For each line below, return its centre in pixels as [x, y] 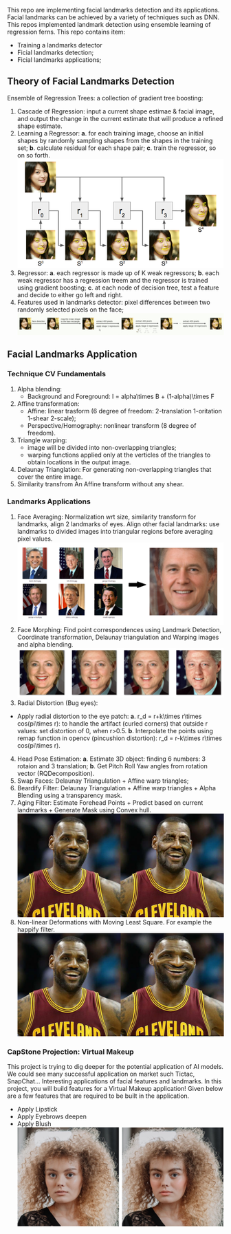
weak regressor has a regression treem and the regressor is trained [112, 281]
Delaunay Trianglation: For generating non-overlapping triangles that [114, 469]
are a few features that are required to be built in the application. [98, 1096]
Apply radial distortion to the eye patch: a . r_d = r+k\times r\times [109, 716]
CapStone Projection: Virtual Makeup [70, 1052]
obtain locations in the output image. [79, 462]
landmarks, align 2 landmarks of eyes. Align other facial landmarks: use [118, 524]
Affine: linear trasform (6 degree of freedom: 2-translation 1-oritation [124, 411]
